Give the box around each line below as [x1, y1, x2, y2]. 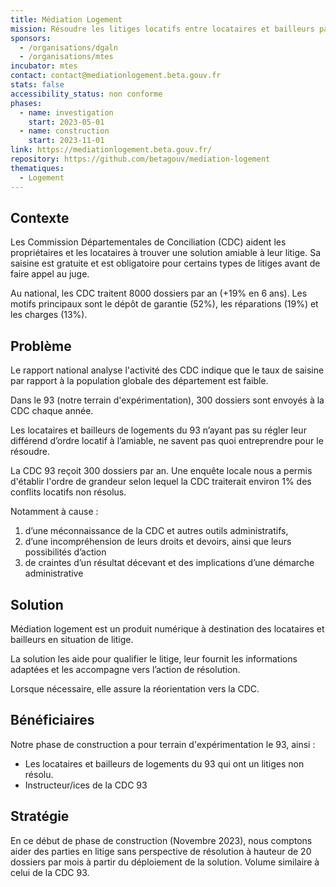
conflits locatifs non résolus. [10, 486, 127, 498]
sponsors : [10, 33, 52, 43]
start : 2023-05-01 [28, 117, 105, 127]
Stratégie [10, 808, 70, 825]
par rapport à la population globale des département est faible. [10, 375, 269, 387]
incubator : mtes [10, 61, 78, 71]
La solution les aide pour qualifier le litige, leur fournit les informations [10, 652, 298, 665]
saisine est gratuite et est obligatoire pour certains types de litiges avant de [10, 257, 321, 270]
